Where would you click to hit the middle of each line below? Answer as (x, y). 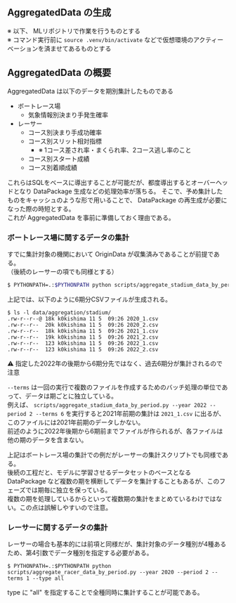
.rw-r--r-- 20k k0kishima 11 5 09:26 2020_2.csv (83, 325)
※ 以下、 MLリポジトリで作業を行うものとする (74, 31)
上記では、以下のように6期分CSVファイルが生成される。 (90, 299)
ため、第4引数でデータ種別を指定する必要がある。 (80, 553)
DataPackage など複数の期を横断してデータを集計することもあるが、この (113, 481)
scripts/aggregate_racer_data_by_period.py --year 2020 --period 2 (108, 572)
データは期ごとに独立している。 (71, 396)
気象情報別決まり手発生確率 (68, 115)
